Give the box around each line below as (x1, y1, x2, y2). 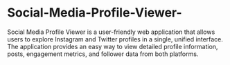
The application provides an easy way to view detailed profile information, (7, 42, 218, 50)
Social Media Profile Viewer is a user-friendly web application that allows (7, 28, 215, 36)
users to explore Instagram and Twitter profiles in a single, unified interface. (7, 35, 224, 43)
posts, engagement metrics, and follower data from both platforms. (7, 50, 199, 58)
